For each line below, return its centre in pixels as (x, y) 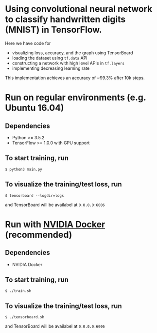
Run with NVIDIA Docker (55, 224)
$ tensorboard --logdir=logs (35, 196)
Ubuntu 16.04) (35, 108)
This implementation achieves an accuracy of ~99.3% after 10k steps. (75, 78)
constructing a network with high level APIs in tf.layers (68, 63)
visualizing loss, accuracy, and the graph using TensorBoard (72, 53)
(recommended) (39, 235)
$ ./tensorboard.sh (25, 317)
